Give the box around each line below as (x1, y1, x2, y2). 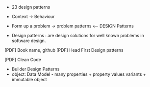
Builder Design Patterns (11, 66, 60, 72)
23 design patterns (11, 4, 50, 10)
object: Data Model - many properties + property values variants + (11, 71, 146, 77)
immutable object (11, 77, 47, 82)
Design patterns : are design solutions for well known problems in (11, 33, 144, 38)
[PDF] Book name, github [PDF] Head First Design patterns (4, 47, 124, 53)
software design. (11, 38, 46, 43)
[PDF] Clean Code (4, 57, 41, 63)
